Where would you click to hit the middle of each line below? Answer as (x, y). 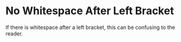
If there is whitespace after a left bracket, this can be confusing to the (90, 27)
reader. (14, 33)
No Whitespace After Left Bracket (90, 11)
